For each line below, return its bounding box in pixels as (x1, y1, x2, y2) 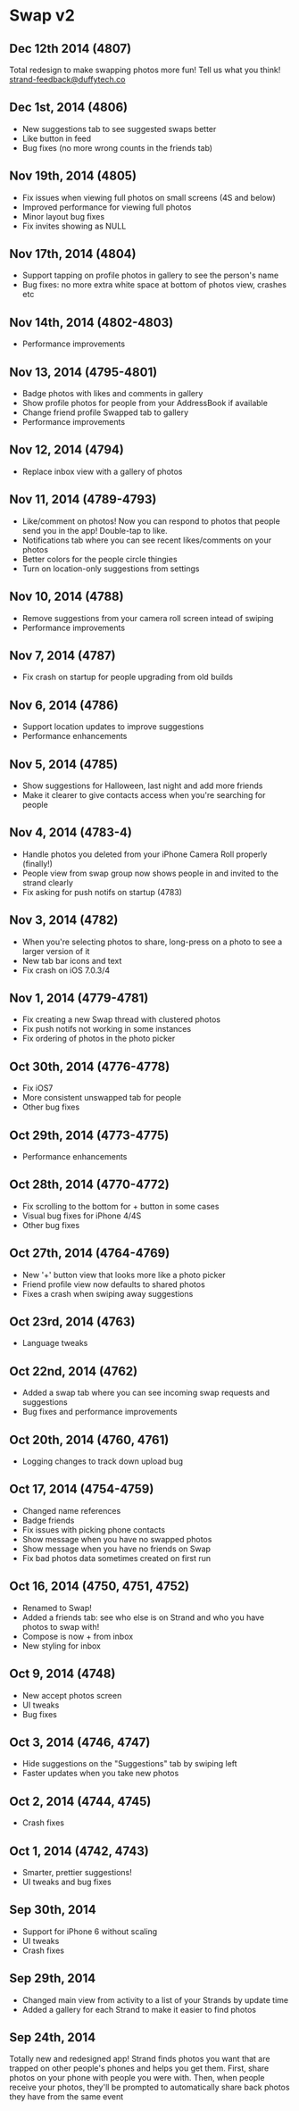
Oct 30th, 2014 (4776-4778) (9, 1059, 170, 1074)
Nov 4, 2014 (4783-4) (9, 825, 132, 840)
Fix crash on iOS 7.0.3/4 (21, 965, 111, 976)
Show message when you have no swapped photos (21, 1533, 212, 1544)
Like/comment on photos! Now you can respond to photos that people (21, 515, 281, 527)
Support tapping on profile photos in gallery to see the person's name (21, 270, 279, 281)
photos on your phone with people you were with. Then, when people (9, 2073, 265, 2083)
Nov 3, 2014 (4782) (9, 912, 119, 928)
